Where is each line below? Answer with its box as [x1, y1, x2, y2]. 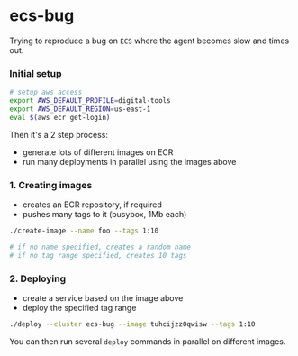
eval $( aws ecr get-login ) [9, 113, 111, 122]
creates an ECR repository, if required [22, 199, 162, 210]
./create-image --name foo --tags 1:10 [9, 226, 159, 235]
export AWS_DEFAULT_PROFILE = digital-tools [9, 96, 171, 105]
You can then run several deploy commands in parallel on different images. [9, 335, 286, 347]
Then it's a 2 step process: [9, 129, 108, 140]
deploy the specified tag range [22, 302, 137, 313]
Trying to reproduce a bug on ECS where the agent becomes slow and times [9, 35, 290, 46]
